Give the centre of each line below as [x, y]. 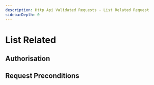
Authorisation [28, 59]
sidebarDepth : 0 [22, 15]
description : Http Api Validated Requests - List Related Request [77, 10]
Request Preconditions [42, 76]
